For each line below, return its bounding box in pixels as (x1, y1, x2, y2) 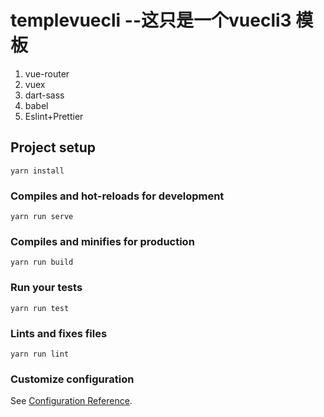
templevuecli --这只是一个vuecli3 (10, 9, 292, 32)
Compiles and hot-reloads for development (10, 189, 225, 203)
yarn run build (10, 257, 74, 268)
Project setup (10, 139, 97, 156)
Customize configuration (10, 372, 135, 386)
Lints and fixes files (10, 326, 108, 340)
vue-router (24, 67, 70, 80)
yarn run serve (10, 212, 74, 222)
